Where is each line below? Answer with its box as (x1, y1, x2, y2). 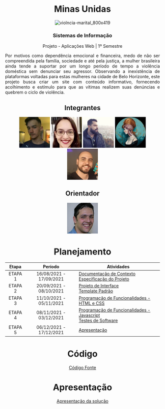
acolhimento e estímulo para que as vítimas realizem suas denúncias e (5, 84, 160, 90)
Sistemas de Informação (53, 32, 112, 39)
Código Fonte (68, 364, 97, 370)
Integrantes (64, 103, 101, 112)
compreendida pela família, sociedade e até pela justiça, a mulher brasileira (5, 58, 160, 64)
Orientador (65, 189, 100, 198)
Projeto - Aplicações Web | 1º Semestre (42, 43, 123, 49)
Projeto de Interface (78, 283, 119, 289)
